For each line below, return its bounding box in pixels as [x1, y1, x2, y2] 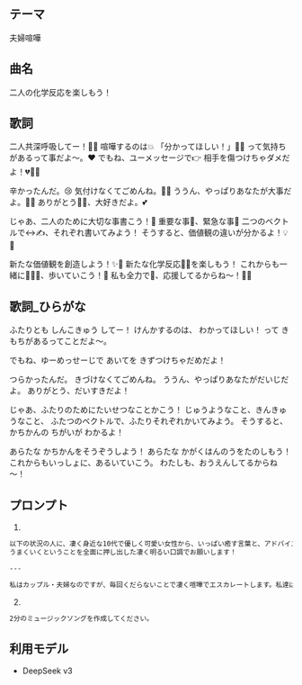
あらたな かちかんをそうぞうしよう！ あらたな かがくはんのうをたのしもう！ [9, 446, 292, 457]
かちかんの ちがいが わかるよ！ [9, 427, 124, 437]
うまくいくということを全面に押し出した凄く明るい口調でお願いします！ [9, 547, 237, 556]
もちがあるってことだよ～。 [9, 336, 112, 347]
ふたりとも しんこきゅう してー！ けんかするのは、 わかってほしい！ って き [9, 325, 289, 336]
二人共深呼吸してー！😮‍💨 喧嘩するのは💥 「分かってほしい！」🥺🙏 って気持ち [9, 141, 287, 152]
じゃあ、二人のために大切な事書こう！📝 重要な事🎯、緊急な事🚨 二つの [9, 216, 266, 227]
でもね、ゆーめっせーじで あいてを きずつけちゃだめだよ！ [9, 355, 226, 365]
